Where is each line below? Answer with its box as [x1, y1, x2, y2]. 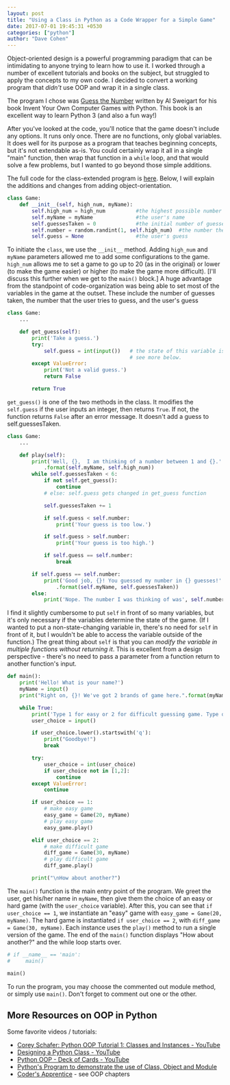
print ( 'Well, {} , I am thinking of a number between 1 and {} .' [31, 458, 222, 465]
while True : [19, 704, 53, 711]
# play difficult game [43, 856, 109, 863]
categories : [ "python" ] [7, 29, 75, 36]
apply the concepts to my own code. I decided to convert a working [7, 76, 198, 84]
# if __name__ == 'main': [7, 951, 81, 958]
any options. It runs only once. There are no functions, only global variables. [7, 132, 222, 141]
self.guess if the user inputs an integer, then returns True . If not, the [7, 405, 199, 413]
